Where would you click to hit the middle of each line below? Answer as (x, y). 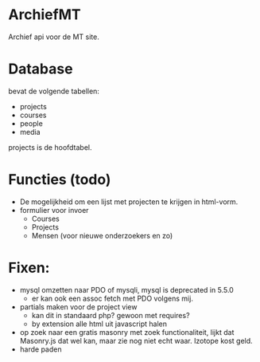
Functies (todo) (60, 180)
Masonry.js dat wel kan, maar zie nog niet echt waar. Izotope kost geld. (136, 340)
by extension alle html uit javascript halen (99, 324)
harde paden (41, 349)
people (31, 123)
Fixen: (29, 268)
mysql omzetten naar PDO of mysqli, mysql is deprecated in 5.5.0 (127, 289)
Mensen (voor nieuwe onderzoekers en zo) (102, 235)
